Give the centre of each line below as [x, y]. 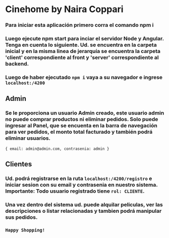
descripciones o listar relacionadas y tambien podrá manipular [83, 211]
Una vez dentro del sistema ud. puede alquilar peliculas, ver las [84, 204]
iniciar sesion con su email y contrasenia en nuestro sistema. [81, 185]
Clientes [19, 164]
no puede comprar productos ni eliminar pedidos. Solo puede [82, 120]
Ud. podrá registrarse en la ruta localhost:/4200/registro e [79, 178]
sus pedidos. [21, 217]
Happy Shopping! [25, 230]
